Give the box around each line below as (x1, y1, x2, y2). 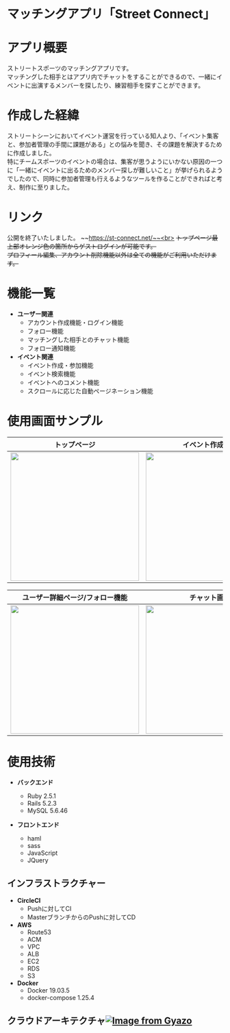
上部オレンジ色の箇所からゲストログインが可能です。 (7, 242, 157, 250)
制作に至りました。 (18, 183, 73, 192)
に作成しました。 (7, 149, 55, 158)
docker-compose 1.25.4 (27, 993, 94, 1001)
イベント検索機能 (27, 369, 76, 377)
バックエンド (16, 778, 53, 786)
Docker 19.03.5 (27, 986, 70, 994)
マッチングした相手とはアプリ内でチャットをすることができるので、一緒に (7, 73, 217, 81)
